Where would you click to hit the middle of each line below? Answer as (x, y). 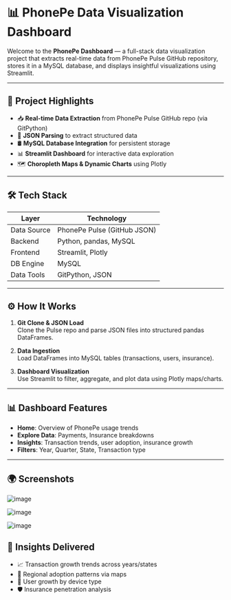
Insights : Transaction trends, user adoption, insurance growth (105, 443)
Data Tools (28, 274)
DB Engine (27, 263)
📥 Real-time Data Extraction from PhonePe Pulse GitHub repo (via (112, 118)
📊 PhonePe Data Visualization (96, 13)
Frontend (25, 252)
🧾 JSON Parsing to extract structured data (77, 135)
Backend (25, 241)
